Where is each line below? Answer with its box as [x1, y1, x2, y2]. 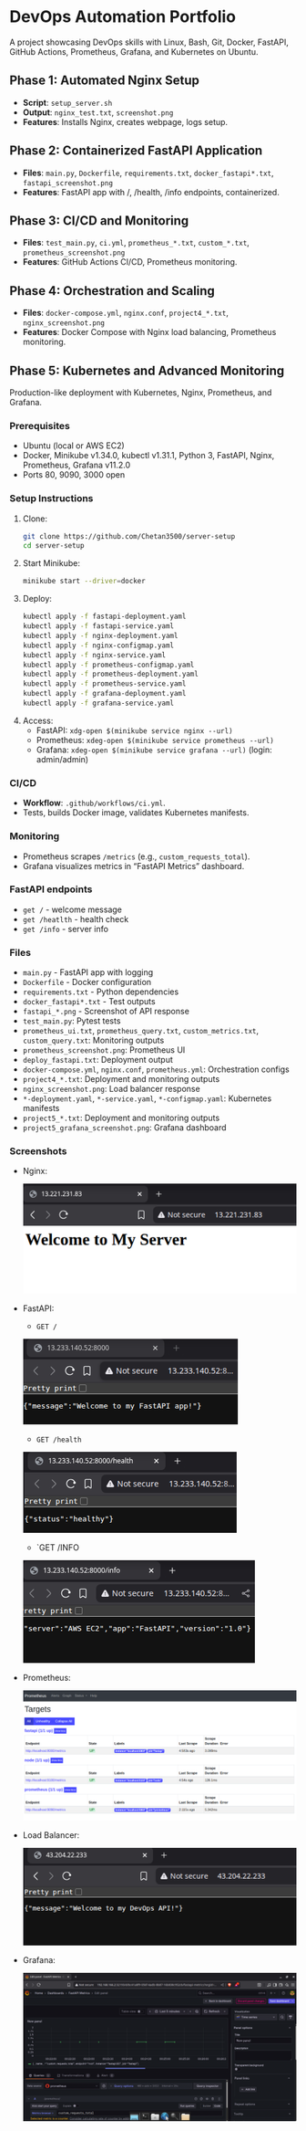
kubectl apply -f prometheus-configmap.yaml [22, 660, 195, 669]
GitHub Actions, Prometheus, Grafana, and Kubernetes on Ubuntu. [9, 46, 259, 57]
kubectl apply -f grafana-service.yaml [22, 698, 175, 709]
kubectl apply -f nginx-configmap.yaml [22, 641, 175, 650]
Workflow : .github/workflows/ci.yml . [22, 797, 166, 809]
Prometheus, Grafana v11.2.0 [22, 459, 131, 471]
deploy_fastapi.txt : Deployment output [22, 1055, 173, 1065]
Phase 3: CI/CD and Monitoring [9, 213, 189, 228]
